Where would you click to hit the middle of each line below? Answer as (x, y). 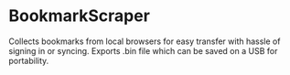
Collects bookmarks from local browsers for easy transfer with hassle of (145, 41)
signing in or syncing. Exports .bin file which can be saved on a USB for (143, 50)
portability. (29, 60)
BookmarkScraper (79, 16)
